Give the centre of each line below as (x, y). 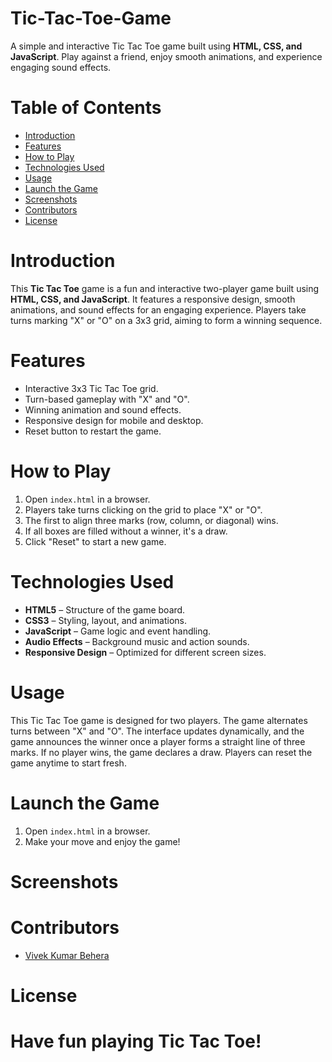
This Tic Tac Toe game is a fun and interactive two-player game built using (165, 288)
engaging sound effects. (61, 67)
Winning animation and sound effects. (103, 409)
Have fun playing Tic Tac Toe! (136, 1041)
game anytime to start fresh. (68, 763)
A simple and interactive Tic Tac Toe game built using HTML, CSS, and (156, 46)
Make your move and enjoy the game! (102, 841)
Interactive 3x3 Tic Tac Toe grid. (91, 388)
